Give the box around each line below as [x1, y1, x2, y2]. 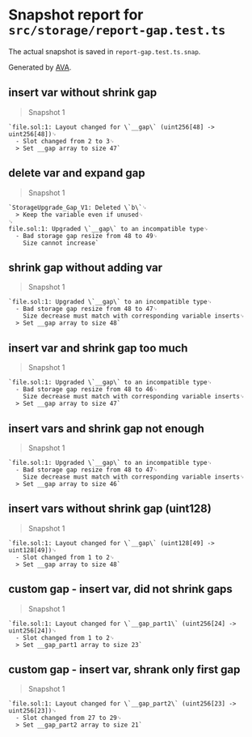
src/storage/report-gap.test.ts [8, 23, 226, 38]
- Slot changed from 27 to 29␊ [15, 714, 123, 722]
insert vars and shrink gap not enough [8, 421, 204, 435]
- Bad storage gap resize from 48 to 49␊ [15, 232, 158, 240]
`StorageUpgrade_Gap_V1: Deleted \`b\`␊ [8, 203, 148, 211]
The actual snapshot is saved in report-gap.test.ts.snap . [8, 46, 201, 56]
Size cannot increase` [23, 239, 99, 247]
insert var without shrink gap [8, 86, 157, 100]
